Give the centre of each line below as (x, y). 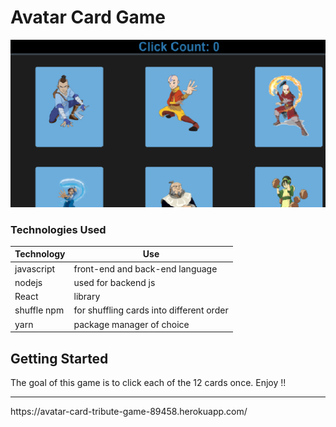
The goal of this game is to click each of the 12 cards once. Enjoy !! (148, 383)
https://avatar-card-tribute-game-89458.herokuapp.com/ (129, 412)
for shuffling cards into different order (151, 310)
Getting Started (59, 358)
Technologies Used (58, 229)
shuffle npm (39, 310)
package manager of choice (131, 324)
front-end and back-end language (145, 268)
